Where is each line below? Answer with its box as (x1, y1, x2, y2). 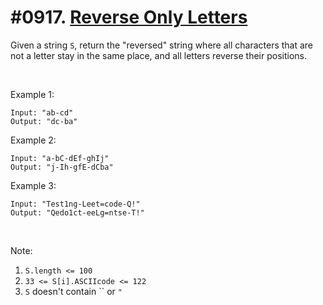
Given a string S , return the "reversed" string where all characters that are (10, 39, 314, 51)
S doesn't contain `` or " (24, 285, 123, 297)
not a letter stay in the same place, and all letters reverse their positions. (10, 49, 307, 61)
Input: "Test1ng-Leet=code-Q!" (10, 199, 141, 209)
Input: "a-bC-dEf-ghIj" (10, 153, 110, 163)
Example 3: (10, 179, 57, 191)
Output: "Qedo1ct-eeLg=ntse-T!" (10, 207, 145, 218)
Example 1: (10, 88, 55, 100)
